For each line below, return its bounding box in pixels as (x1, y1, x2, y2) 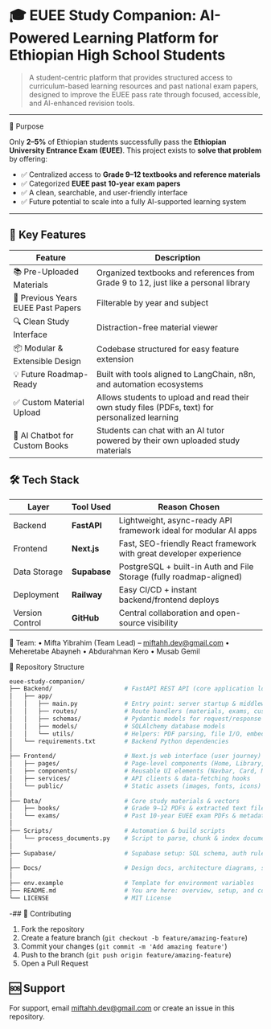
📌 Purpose (9, 121, 44, 131)
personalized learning (96, 412, 179, 423)
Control (13, 617, 42, 628)
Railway (72, 588, 103, 600)
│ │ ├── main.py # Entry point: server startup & (9, 700, 236, 708)
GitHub (72, 612, 100, 623)
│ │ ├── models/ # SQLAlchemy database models (9, 722, 226, 730)
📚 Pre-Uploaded (13, 266, 80, 277)
